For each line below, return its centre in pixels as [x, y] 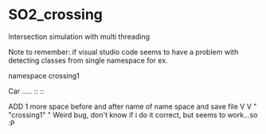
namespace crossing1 [44, 75]
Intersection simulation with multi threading [79, 36]
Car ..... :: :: [26, 91]
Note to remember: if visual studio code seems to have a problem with [123, 52]
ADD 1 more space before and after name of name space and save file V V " [133, 106]
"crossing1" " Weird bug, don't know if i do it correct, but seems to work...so [133, 115]
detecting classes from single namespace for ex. [88, 60]
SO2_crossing [56, 15]
